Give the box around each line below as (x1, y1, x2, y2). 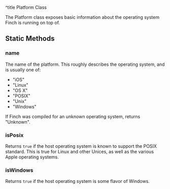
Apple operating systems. (5, 154, 59, 160)
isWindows (5, 167, 33, 174)
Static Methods (5, 34, 55, 43)
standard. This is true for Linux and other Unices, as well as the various (5, 148, 154, 154)
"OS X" (12, 87, 28, 93)
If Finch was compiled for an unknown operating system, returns (5, 113, 141, 119)
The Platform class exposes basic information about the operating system (5, 14, 160, 20)
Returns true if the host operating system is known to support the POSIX (5, 143, 157, 149)
